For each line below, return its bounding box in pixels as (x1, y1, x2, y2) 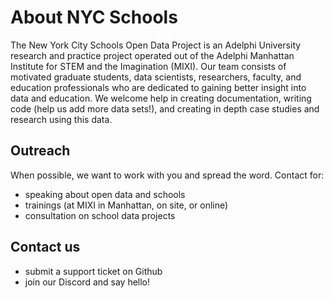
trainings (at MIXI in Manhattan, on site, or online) (24, 199, 229, 211)
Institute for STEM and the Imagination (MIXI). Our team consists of (10, 60, 287, 72)
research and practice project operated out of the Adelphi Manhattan (10, 49, 295, 61)
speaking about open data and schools (24, 188, 186, 200)
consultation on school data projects (24, 209, 176, 221)
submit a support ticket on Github (24, 265, 163, 277)
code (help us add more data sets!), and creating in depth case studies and (10, 102, 320, 115)
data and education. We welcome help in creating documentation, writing (10, 92, 312, 104)
